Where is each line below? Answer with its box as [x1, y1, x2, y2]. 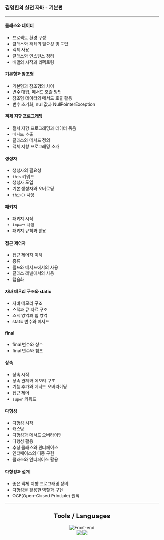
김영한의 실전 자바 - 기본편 [5, 4, 63, 11]
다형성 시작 [12, 420, 34, 426]
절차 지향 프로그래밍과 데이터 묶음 [12, 125, 77, 131]
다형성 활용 [12, 438, 34, 444]
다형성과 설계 [5, 469, 30, 474]
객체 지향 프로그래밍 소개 [12, 143, 60, 149]
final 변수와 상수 [12, 341, 43, 347]
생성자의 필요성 [12, 167, 41, 173]
